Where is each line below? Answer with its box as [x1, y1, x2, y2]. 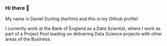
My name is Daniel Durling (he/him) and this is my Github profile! [5, 16, 139, 22]
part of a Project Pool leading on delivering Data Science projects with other [5, 31, 162, 37]
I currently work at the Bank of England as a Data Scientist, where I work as [5, 25, 161, 31]
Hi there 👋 [5, 4, 30, 11]
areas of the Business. [5, 36, 52, 42]
